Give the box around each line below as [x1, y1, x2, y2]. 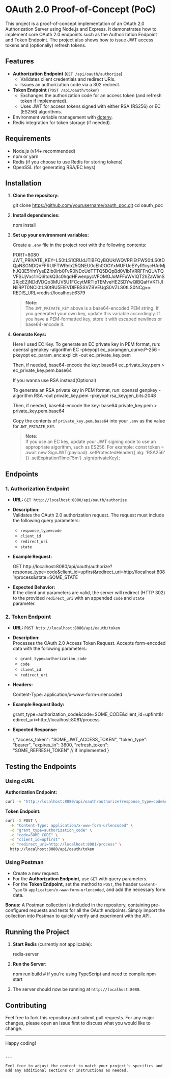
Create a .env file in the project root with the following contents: [12, 242, 147, 248]
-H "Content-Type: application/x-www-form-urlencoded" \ [10, 823, 133, 828]
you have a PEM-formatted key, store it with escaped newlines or [25, 316, 162, 322]
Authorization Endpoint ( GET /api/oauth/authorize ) [12, 71, 123, 77]
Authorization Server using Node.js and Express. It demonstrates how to [5, 26, 157, 32]
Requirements [5, 134, 51, 143]
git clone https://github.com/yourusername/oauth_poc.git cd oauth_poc [12, 202, 163, 208]
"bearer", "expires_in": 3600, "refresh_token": [12, 742, 109, 748]
